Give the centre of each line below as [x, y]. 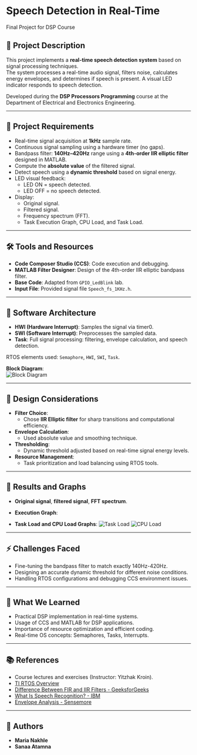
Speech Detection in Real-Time [83, 11]
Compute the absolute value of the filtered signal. [75, 165]
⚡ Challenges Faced [43, 549]
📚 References [33, 660]
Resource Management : [44, 457]
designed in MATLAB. [41, 159]
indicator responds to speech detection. [54, 85]
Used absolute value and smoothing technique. [80, 438]
